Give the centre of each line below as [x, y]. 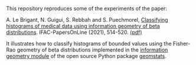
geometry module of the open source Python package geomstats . [86, 56]
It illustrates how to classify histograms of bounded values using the [89, 44]
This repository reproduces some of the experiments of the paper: [86, 8]
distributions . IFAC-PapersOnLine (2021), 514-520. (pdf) [74, 32]
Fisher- [182, 44]
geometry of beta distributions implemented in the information [92, 50]
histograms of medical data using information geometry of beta [83, 26]
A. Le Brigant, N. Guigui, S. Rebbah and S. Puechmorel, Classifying [87, 20]
